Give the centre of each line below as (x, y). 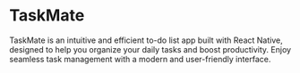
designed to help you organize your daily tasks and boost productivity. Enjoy (150, 49)
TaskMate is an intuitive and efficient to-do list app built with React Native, (146, 40)
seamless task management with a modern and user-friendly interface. (140, 59)
